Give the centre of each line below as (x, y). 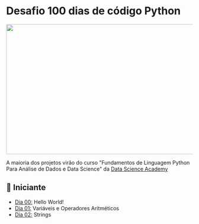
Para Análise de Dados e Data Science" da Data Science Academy (87, 169)
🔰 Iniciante (26, 187)
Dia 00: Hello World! (39, 202)
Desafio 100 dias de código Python (94, 11)
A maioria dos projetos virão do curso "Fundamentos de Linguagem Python (98, 162)
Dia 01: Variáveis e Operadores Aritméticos (67, 208)
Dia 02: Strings (33, 214)
